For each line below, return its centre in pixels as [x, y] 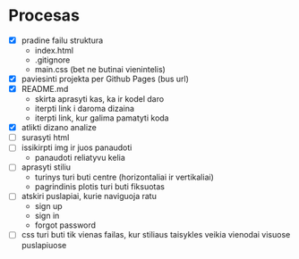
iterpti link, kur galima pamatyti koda [102, 118]
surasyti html [45, 138]
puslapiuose [44, 245]
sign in [47, 216]
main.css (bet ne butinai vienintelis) [100, 69]
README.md [45, 89]
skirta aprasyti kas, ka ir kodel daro [99, 99]
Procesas [44, 16]
